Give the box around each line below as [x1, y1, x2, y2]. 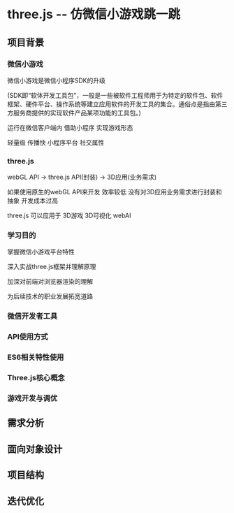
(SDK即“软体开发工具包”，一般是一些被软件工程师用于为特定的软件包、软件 [7, 91, 224, 99]
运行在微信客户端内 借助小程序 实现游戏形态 [7, 123, 133, 131]
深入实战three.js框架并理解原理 [7, 263, 96, 271]
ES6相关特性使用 [7, 352, 64, 362]
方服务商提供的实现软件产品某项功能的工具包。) [7, 108, 142, 117]
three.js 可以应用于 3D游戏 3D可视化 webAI [7, 211, 131, 220]
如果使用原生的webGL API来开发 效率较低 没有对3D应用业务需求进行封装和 [7, 188, 222, 196]
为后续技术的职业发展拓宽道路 [7, 292, 93, 301]
